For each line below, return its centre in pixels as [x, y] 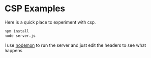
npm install [17, 31]
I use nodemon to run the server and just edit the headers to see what [75, 45]
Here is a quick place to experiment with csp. [50, 22]
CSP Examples [35, 9]
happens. [14, 50]
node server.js [20, 36]
